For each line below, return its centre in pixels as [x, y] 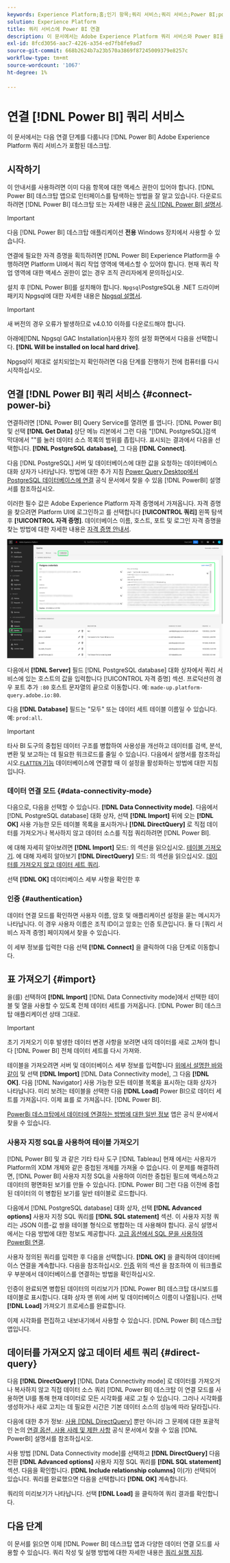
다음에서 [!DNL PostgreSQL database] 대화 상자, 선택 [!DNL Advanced [104, 1208]
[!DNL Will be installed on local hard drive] [77, 347]
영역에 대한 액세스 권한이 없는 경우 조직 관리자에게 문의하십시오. [99, 273]
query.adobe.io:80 [33, 695]
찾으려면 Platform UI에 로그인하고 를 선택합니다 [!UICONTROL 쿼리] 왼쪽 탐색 [118, 512]
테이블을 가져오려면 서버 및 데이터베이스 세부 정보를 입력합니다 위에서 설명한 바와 [115, 1065]
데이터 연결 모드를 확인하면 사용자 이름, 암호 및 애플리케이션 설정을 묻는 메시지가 [114, 915]
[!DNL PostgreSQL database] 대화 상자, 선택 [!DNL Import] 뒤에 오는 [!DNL [110, 816]
